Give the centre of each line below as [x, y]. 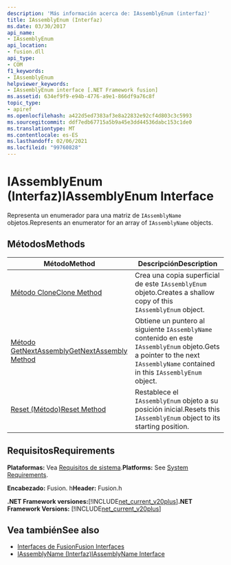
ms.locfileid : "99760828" [44, 148]
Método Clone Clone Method [56, 292]
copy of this [154, 301]
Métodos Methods [46, 244]
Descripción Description [178, 263]
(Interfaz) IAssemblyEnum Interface [111, 196]
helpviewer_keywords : [38, 84]
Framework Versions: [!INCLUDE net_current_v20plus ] [84, 509]
